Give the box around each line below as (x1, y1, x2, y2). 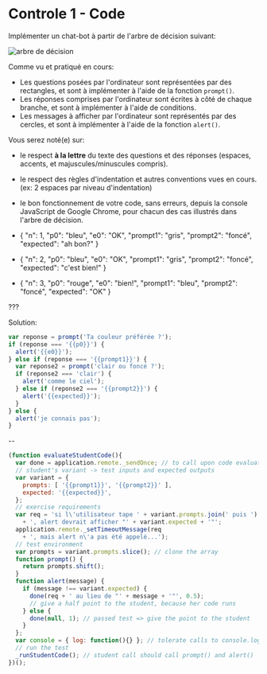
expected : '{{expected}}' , (22, 489, 112, 497)
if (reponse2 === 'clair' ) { (15, 370, 112, 378)
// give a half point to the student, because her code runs (29, 599, 237, 607)
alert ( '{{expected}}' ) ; (22, 392, 102, 400)
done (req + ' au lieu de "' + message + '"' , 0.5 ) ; (29, 592, 204, 600)
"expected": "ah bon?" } (19, 239, 99, 248)
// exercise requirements (15, 503, 102, 512)
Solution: (8, 318, 37, 327)
